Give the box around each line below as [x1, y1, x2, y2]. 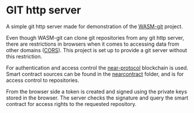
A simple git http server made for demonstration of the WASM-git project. [6, 23, 183, 30]
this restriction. [6, 53, 43, 60]
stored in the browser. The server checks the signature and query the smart [6, 94, 189, 101]
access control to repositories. [6, 77, 79, 84]
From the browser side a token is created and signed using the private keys [6, 88, 188, 95]
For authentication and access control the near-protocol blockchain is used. [6, 64, 189, 71]
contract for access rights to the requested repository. [6, 100, 137, 107]
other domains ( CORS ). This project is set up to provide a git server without [6, 46, 188, 53]
